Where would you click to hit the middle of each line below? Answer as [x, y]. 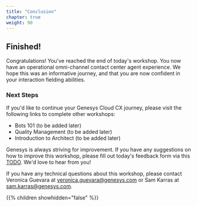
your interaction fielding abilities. [46, 80]
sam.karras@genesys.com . [39, 186]
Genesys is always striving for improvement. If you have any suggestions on [98, 150]
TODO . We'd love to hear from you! [49, 162]
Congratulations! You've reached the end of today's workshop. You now [94, 61]
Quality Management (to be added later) [63, 132]
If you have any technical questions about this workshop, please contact [94, 174]
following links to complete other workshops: [61, 114]
